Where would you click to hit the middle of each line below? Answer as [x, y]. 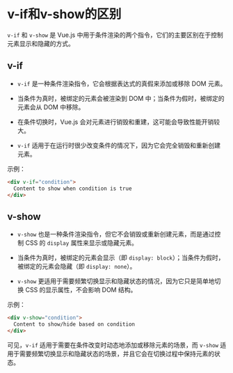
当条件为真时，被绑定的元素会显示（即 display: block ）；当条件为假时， [121, 257]
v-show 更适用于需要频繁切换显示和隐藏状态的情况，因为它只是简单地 [116, 281]
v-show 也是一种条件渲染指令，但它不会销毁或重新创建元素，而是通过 [116, 235]
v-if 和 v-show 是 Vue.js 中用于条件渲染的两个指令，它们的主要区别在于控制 [115, 35]
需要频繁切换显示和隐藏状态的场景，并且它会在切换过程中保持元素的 [116, 354]
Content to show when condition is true [73, 189]
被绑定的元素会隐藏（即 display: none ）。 [77, 267]
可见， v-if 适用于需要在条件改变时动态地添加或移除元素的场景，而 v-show [113, 344]
